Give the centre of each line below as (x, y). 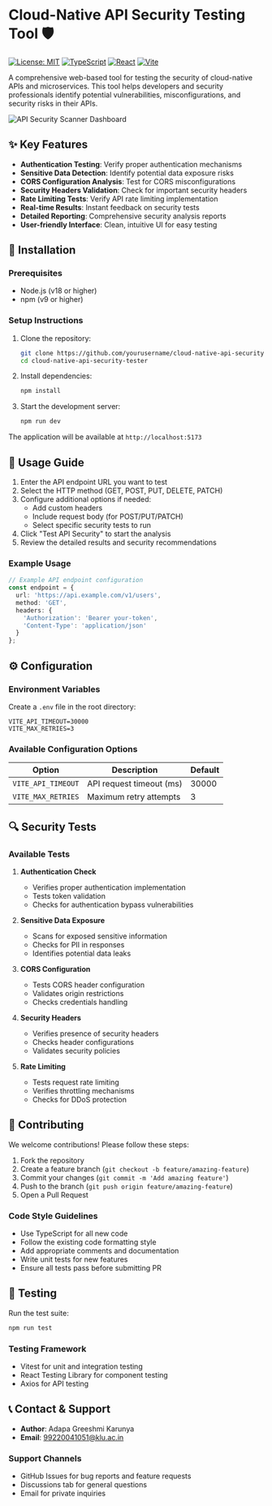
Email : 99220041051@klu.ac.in (72, 1437)
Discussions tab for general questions (84, 1485)
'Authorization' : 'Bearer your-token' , (91, 618)
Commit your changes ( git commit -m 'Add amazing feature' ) (124, 1177)
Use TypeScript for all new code (74, 1233)
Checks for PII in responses (78, 944)
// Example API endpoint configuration (76, 580)
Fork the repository (52, 1160)
